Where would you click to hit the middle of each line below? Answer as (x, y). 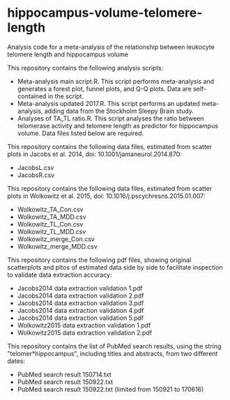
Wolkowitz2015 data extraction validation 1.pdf (84, 325)
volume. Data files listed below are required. (80, 133)
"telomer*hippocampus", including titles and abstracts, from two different (113, 353)
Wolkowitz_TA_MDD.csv (52, 217)
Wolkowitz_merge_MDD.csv (57, 246)
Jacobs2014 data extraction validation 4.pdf (80, 310)
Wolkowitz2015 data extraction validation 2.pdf (84, 332)
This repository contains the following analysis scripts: (85, 68)
